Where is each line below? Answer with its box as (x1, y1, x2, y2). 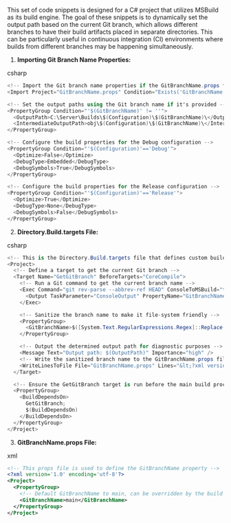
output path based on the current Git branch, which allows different (7, 21, 198, 28)
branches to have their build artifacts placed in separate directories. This (7, 27, 213, 36)
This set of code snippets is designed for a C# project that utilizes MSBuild (7, 6, 219, 14)
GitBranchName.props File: (16, 438, 97, 446)
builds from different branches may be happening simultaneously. (7, 43, 194, 50)
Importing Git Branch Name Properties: (16, 56, 131, 64)
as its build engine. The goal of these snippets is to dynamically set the (7, 13, 208, 21)
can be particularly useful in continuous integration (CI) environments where (7, 35, 223, 43)
